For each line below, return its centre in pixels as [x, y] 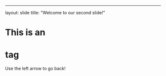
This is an [25, 33]
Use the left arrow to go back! [35, 69]
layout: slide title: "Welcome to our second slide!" [55, 13]
